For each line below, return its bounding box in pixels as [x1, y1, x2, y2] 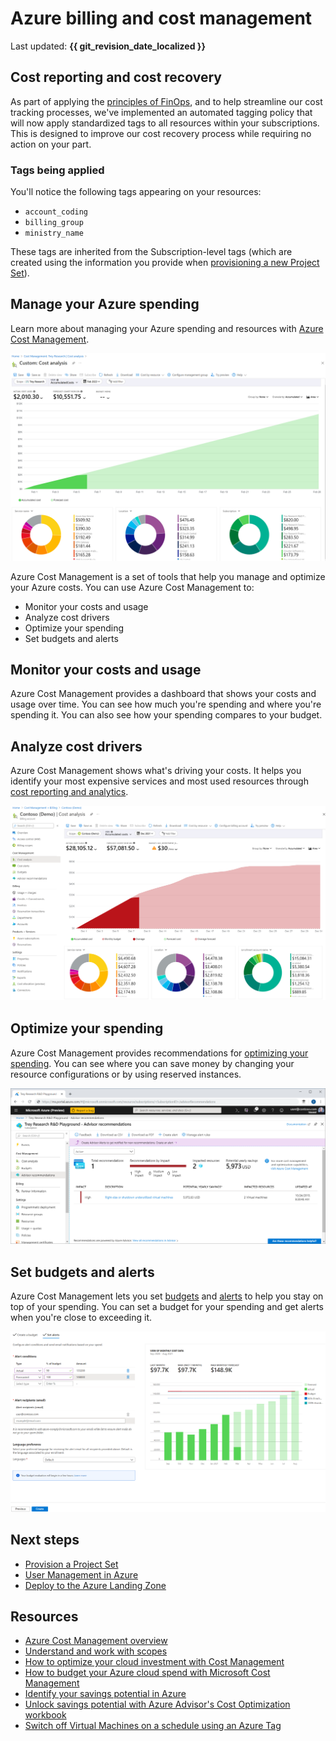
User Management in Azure [24, 1568, 139, 1581]
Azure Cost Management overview [24, 1635, 168, 1647]
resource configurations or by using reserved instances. [10, 1068, 242, 1080]
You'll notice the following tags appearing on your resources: [10, 186, 262, 198]
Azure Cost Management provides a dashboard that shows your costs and [10, 688, 317, 700]
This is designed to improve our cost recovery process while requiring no [10, 127, 312, 139]
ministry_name [24, 228, 84, 239]
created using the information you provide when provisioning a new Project [10, 257, 320, 269]
